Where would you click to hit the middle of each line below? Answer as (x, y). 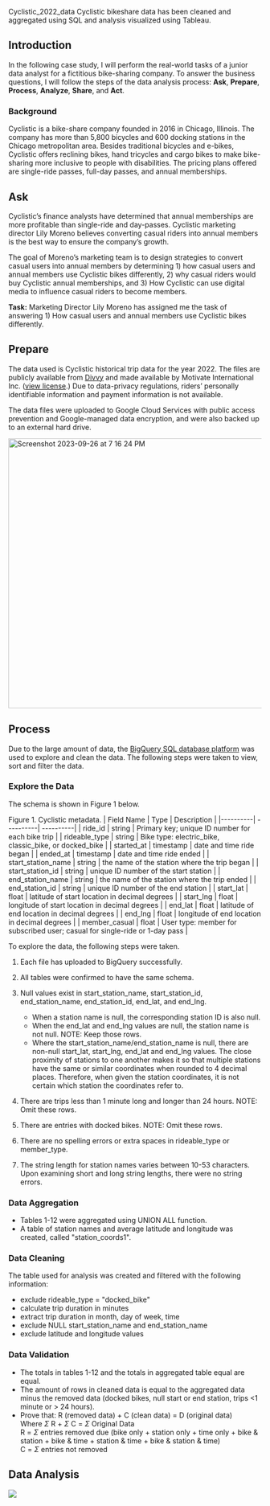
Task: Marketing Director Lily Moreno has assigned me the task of (118, 307)
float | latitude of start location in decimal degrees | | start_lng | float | (123, 897)
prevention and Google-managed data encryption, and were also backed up (134, 418)
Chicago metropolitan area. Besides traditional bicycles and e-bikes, (121, 146)
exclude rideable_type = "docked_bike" (85, 1300)
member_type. (44, 1149)
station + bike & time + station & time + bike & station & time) (120, 1440)
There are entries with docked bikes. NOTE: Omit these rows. (121, 1125)
